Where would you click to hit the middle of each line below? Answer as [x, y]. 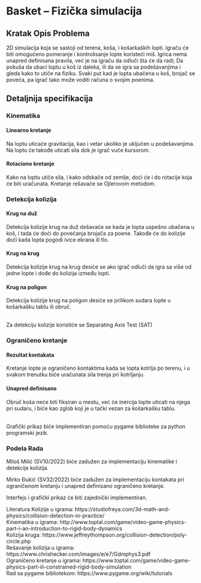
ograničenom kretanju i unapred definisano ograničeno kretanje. [85, 485]
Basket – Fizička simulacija [74, 11]
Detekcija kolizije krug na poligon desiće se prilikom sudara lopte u [88, 301]
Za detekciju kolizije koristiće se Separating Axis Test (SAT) [79, 325]
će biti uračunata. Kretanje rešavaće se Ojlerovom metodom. [81, 183]
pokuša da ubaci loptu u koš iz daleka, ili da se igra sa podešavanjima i [94, 67]
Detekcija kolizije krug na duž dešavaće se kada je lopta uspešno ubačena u [100, 226]
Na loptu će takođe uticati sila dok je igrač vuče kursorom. [78, 150]
